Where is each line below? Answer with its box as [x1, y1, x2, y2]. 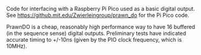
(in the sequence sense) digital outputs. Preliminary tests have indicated [6, 30, 186, 37]
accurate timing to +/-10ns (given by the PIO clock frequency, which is [6, 36, 182, 43]
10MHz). [6, 42, 27, 50]
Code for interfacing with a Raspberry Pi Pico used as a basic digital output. [6, 5, 196, 12]
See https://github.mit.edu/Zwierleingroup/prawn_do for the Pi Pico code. [6, 11, 189, 19]
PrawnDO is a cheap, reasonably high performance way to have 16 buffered [6, 24, 196, 30]
